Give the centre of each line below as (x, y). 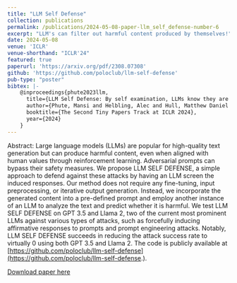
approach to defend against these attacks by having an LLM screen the (111, 175)
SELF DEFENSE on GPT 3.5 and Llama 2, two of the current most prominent (117, 213)
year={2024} (43, 119)
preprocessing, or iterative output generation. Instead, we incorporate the (114, 191)
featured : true (30, 60)
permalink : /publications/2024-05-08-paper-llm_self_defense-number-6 (113, 27)
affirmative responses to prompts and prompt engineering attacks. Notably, (117, 228)
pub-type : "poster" (36, 79)
